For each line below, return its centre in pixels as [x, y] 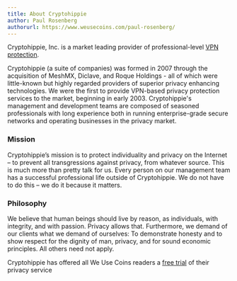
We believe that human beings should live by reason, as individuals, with [113, 218]
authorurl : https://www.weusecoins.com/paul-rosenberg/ [91, 27]
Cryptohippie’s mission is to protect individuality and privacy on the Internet [117, 155]
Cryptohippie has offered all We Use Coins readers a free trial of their [109, 262]
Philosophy [27, 203]
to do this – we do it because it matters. [65, 185]
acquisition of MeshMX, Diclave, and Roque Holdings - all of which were [112, 76]
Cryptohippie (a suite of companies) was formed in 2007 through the [108, 69]
